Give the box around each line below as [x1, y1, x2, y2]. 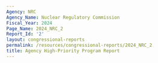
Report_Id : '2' [6, 31, 45, 37]
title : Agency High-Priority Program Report [6, 48, 120, 54]
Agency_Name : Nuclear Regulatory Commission [6, 14, 120, 20]
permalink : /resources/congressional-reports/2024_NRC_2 [6, 43, 153, 49]
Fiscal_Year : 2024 [6, 20, 52, 26]
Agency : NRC [6, 8, 36, 15]
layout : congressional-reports [6, 37, 85, 43]
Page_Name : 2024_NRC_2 [6, 25, 63, 32]
